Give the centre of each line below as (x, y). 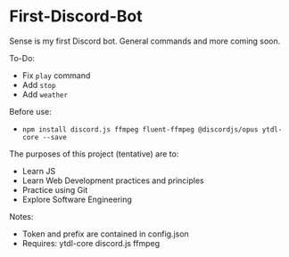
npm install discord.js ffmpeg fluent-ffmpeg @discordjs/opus (140, 129)
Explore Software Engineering (77, 199)
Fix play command (56, 75)
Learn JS (39, 171)
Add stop (39, 84)
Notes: (21, 216)
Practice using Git (55, 189)
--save (54, 137)
